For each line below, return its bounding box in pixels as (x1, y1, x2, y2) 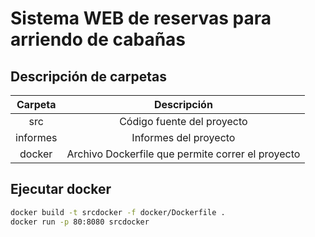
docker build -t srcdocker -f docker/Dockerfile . (10, 207, 226, 217)
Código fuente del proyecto (119, 115, 248, 128)
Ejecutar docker (10, 181, 112, 198)
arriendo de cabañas (10, 28, 187, 51)
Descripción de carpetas (10, 68, 168, 85)
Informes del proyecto (131, 131, 236, 144)
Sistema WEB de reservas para (10, 7, 272, 30)
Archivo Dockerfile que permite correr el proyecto (66, 147, 301, 161)
